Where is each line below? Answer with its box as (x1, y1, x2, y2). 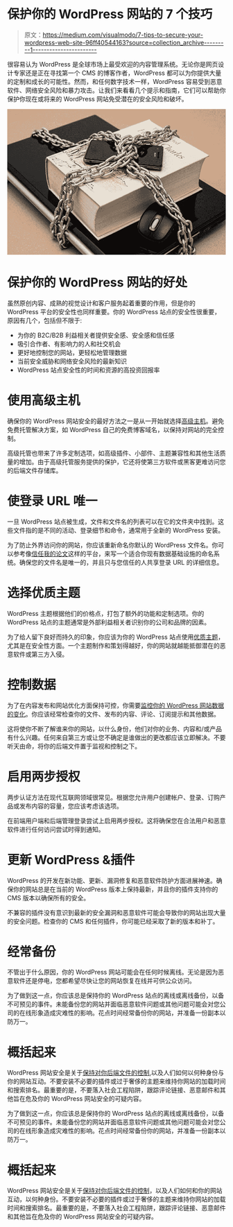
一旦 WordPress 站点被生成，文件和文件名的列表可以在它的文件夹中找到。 (7, 517, 218, 526)
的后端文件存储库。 (7, 466, 62, 474)
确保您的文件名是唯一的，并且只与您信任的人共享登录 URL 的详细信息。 (19, 558, 223, 566)
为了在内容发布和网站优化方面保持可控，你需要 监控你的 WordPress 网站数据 (7, 701, 224, 710)
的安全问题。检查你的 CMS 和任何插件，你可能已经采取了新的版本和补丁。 (7, 917, 219, 925)
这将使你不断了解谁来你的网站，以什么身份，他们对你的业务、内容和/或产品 (7, 724, 223, 732)
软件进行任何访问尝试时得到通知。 (7, 825, 105, 833)
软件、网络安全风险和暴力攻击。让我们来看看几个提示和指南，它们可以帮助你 (7, 86, 226, 94)
